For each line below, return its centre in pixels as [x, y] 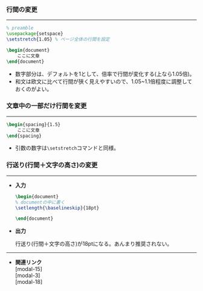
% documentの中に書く [40, 202]
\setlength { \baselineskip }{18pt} [57, 208]
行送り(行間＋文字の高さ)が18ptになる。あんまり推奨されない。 [94, 244]
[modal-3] [27, 275]
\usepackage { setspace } [35, 34]
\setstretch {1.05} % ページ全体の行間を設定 [58, 40]
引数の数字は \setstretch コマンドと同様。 [67, 148]
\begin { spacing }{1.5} [34, 124]
